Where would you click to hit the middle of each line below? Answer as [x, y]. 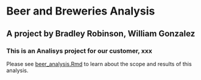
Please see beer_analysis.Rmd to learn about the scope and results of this [99, 64]
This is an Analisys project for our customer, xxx [79, 51]
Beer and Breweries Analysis [81, 11]
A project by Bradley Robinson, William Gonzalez [101, 34]
